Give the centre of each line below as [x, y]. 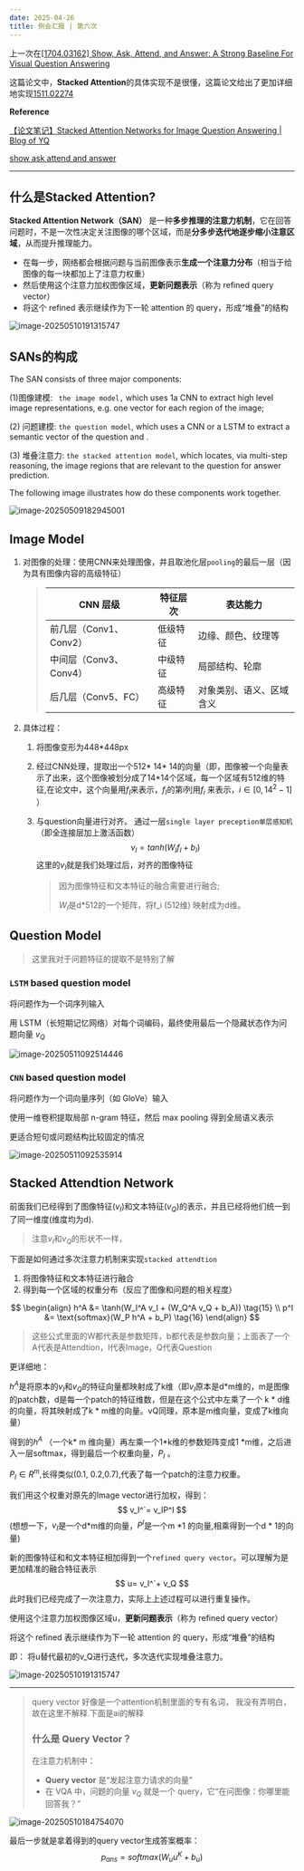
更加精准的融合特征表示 [53, 1569]
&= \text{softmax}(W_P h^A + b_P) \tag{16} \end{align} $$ [152, 1317]
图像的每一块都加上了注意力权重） [86, 274]
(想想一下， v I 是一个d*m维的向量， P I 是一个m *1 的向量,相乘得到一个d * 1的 [148, 1526]
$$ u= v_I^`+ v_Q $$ [152, 1584]
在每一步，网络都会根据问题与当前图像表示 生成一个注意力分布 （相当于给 [157, 263]
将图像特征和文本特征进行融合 [78, 1278]
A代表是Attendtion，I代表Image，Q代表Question [122, 1347]
